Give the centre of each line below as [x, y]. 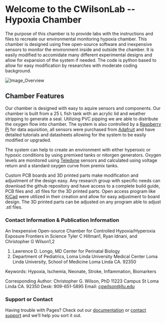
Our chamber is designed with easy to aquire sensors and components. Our [83, 108]
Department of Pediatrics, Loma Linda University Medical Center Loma [85, 257]
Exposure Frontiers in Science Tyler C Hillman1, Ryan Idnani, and [71, 236]
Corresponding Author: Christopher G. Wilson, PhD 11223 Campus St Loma [82, 281]
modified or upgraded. [28, 140]
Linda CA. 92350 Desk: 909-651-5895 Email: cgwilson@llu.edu [70, 287]
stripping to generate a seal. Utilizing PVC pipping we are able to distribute [82, 119]
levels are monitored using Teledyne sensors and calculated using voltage [81, 160]
